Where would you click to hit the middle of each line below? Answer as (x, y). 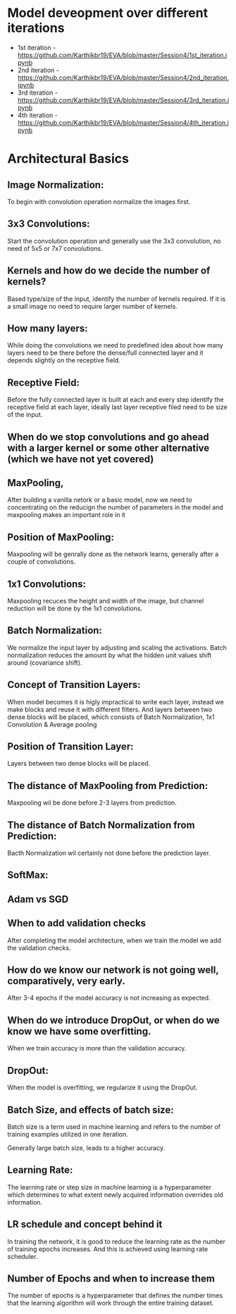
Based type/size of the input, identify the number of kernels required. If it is (117, 299)
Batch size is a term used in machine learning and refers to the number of (114, 1126)
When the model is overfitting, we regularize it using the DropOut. (103, 1088)
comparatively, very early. (66, 981)
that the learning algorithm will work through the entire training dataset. (111, 1303)
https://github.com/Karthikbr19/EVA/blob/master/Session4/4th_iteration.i (123, 122)
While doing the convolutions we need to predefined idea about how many (115, 345)
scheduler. (23, 1256)
